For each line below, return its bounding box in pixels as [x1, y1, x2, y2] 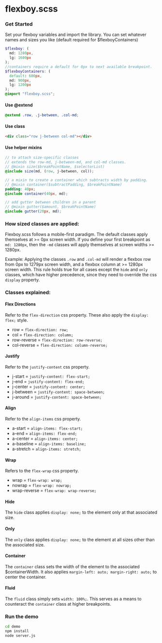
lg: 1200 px [9, 83, 31, 87]
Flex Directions [5, 301, 36, 307]
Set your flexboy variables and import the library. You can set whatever [5, 32, 147, 37]
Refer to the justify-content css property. [5, 364, 90, 370]
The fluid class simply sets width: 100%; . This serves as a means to [5, 596, 142, 602]
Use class [5, 123, 25, 129]
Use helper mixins [5, 144, 42, 150]
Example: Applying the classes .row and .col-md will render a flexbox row [5, 256, 151, 262]
